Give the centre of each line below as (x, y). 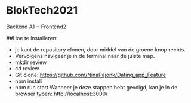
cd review (27, 68)
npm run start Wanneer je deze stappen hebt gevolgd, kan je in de (96, 87)
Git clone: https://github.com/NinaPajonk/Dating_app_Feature (90, 75)
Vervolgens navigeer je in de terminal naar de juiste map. (85, 56)
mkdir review (31, 62)
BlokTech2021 (42, 10)
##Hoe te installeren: (32, 38)
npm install (28, 81)
